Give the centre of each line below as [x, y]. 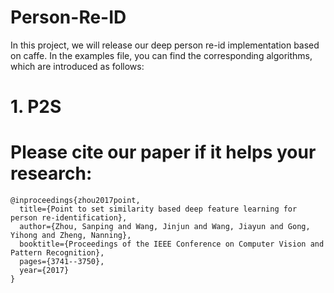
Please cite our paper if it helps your [163, 152]
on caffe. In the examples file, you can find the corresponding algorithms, [161, 55]
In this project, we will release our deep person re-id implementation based [165, 45]
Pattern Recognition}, [57, 253]
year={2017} [44, 271]
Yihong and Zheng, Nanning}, [71, 236]
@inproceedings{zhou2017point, [75, 201]
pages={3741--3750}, [62, 262]
